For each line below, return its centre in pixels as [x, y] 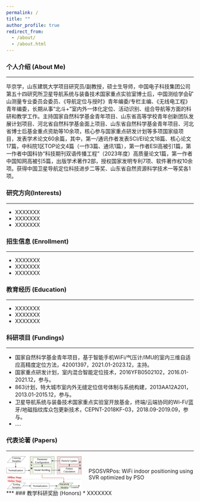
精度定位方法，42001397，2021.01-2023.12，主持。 [89, 365]
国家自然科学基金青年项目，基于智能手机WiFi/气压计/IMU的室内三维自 [100, 358]
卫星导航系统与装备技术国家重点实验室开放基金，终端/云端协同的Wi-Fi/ [101, 402]
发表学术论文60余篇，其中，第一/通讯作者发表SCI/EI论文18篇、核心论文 [104, 139]
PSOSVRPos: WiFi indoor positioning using [141, 471]
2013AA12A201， [171, 387]
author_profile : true [33, 25]
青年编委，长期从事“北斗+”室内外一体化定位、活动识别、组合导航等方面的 [96, 109]
